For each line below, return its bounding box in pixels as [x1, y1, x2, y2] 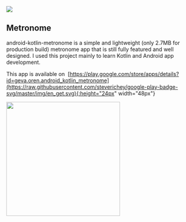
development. [6, 58, 41, 66]
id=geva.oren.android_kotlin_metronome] [6, 77, 109, 84]
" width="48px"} [114, 89, 156, 97]
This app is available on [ [6, 70, 70, 77]
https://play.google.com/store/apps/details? [69, 70, 179, 77]
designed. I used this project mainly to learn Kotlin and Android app [6, 52, 174, 59]
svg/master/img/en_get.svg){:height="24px [6, 89, 115, 97]
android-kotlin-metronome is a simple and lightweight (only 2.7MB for [6, 39, 181, 46]
